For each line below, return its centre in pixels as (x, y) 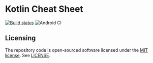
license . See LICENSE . (28, 55)
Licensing (20, 38)
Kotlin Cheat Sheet (44, 9)
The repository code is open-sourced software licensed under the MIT (76, 50)
